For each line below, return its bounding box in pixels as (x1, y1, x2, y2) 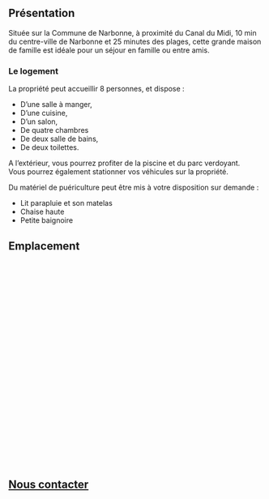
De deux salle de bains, (19, 134, 99, 144)
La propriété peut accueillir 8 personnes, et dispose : (8, 84, 185, 94)
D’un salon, (19, 117, 58, 126)
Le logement (8, 65, 59, 76)
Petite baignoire (19, 215, 74, 225)
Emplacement (8, 239, 80, 253)
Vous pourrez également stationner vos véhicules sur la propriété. (8, 167, 229, 177)
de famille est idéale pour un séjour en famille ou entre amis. (8, 45, 210, 55)
